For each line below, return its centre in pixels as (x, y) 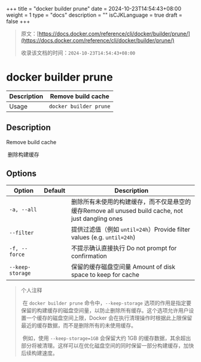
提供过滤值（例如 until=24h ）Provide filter (130, 229)
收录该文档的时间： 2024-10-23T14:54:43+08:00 (78, 53)
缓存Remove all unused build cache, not (127, 211)
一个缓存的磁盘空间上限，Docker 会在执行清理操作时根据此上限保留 (109, 318)
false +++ (18, 21)
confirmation (89, 255)
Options (22, 174)
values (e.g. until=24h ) (103, 237)
